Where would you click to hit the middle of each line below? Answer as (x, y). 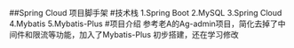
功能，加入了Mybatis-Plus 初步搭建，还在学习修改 (147, 34)
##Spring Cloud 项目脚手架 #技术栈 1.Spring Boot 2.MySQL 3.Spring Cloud (146, 13)
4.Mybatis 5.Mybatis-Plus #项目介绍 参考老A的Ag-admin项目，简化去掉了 (143, 24)
